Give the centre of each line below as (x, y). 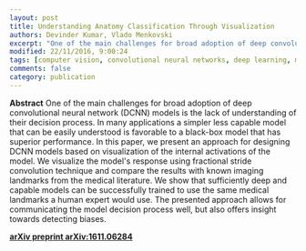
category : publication (52, 77)
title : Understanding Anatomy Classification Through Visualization (142, 26)
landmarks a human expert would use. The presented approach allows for (148, 199)
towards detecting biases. (58, 218)
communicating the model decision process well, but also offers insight (143, 209)
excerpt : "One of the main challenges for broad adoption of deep (138, 43)
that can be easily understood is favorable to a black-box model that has (145, 132)
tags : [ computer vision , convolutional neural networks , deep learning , (150, 60)
